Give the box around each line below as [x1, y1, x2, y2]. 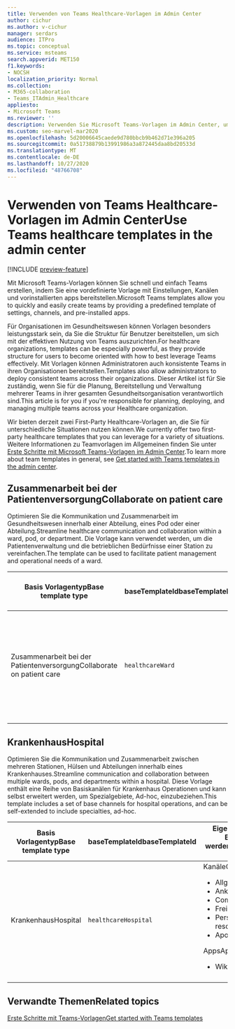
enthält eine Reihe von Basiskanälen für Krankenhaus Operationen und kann [7, 785, 227, 793]
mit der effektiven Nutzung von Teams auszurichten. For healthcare [7, 337, 201, 345]
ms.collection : [7, 82, 52, 89]
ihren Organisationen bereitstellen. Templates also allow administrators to [7, 366, 217, 375]
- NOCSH [7, 69, 30, 76]
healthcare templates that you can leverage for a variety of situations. [24, 432, 225, 440]
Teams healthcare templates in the [7, 227, 213, 243]
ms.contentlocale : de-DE [7, 154, 80, 161]
